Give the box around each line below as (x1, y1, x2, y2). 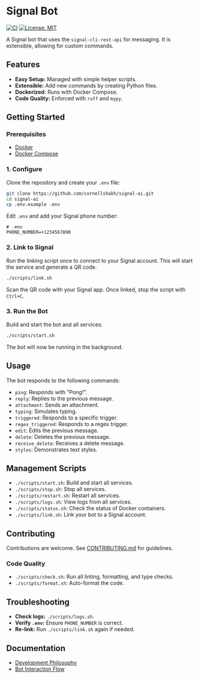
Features (6, 60, 40, 70)
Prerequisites (6, 130, 46, 139)
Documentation (6, 643, 66, 653)
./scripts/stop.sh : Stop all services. (14, 486, 107, 493)
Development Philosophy (14, 659, 77, 667)
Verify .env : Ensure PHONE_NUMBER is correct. (14, 619, 123, 626)
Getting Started (6, 112, 65, 123)
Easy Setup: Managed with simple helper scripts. (14, 75, 137, 82)
